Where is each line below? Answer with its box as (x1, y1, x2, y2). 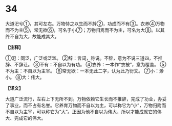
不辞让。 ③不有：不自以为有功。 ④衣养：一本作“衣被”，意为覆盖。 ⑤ (14, 61, 166, 67)
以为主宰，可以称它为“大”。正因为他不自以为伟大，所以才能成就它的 (14, 108, 158, 115)
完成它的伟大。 (14, 115, 46, 121)
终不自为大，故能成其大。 (5, 33, 59, 39)
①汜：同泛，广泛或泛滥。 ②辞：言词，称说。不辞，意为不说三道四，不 (5, 55, 158, 61)
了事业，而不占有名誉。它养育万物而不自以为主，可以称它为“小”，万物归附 (5, 102, 162, 108)
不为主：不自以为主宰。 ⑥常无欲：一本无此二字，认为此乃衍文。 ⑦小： (5, 67, 160, 74)
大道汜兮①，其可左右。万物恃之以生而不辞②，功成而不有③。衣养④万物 (5, 20, 165, 27)
